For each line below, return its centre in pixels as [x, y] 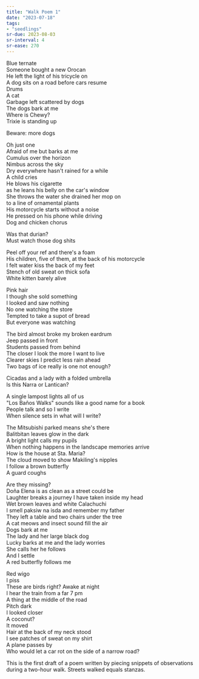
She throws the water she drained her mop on [64, 196]
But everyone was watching [41, 322]
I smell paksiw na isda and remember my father [66, 510]
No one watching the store [39, 309]
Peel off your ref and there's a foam [51, 252]
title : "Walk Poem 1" [34, 12]
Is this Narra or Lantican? [38, 384]
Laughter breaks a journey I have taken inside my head [75, 497]
